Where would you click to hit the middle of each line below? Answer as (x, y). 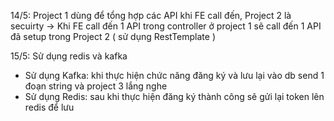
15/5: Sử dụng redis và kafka (69, 56)
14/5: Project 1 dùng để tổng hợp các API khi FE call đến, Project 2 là (151, 15)
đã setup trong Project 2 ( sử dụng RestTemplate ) (113, 36)
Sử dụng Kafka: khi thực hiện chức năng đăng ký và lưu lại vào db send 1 (174, 75)
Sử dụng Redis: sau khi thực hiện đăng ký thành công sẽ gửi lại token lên (174, 96)
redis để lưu (49, 107)
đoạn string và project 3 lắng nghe (96, 86)
